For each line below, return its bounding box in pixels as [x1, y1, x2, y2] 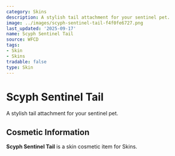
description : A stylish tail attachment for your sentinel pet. [6, 14, 170, 20]
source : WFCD [6, 36, 39, 42]
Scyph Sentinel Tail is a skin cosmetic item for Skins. [6, 143, 138, 150]
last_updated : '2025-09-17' [6, 25, 77, 32]
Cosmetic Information [6, 127, 90, 137]
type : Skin [6, 64, 34, 71]
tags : [6, 42, 20, 48]
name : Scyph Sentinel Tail [6, 31, 74, 37]
